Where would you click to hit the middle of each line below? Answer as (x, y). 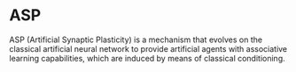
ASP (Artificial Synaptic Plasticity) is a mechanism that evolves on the (136, 40)
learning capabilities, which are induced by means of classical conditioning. (147, 58)
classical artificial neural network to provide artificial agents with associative (148, 48)
